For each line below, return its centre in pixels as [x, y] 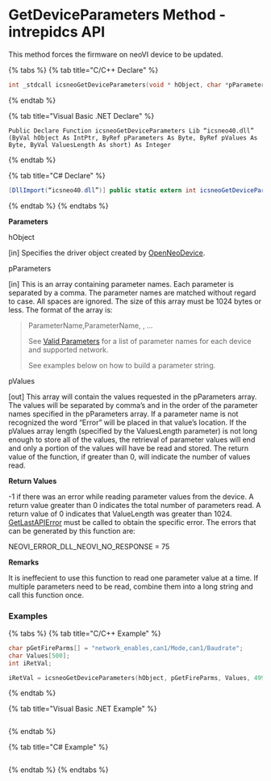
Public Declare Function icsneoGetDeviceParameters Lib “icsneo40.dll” [131, 131]
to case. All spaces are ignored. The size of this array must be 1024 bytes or [135, 301]
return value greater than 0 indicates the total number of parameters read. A [135, 505]
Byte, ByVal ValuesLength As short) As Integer [90, 145]
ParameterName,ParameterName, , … [90, 325]
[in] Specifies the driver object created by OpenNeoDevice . [107, 253]
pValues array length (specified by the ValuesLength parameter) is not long [133, 430]
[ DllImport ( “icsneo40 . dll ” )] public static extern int [102, 190]
